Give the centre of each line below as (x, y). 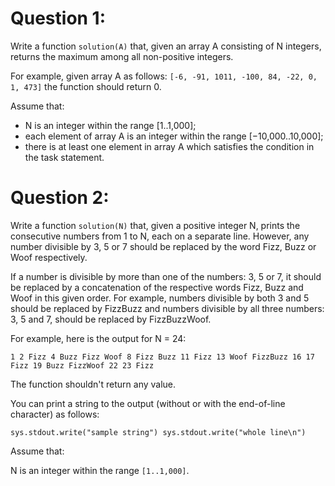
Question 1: (58, 18)
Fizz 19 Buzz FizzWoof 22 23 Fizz (82, 365)
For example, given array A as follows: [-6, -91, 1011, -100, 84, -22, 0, (164, 76)
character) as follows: (55, 414)
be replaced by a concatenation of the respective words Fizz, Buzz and (157, 287)
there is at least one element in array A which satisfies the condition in (169, 146)
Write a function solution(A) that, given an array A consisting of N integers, (166, 46)
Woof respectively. (49, 257)
